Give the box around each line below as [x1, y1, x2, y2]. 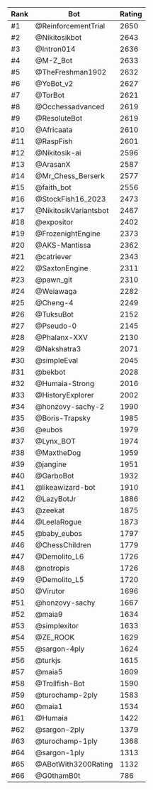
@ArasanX [35, 160, 71, 169]
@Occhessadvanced [35, 102, 105, 111]
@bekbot [35, 367, 66, 377]
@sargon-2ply [35, 725, 85, 734]
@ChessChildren [35, 540, 92, 549]
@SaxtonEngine [35, 263, 89, 273]
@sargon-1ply [35, 748, 85, 757]
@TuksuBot [35, 309, 74, 319]
